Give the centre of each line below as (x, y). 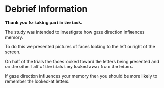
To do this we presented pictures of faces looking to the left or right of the (80, 46)
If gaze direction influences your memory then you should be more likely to (81, 76)
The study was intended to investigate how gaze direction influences (75, 32)
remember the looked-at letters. (37, 81)
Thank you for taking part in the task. (44, 22)
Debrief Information (46, 9)
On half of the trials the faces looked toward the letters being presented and (82, 61)
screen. (13, 52)
